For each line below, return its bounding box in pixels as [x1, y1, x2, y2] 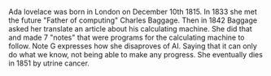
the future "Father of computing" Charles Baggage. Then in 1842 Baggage [8, 15, 258, 25]
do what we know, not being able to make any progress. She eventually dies [8, 50, 263, 59]
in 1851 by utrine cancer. [8, 58, 90, 68]
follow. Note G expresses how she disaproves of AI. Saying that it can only [8, 41, 258, 51]
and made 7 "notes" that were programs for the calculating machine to [8, 32, 246, 42]
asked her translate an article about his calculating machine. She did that [8, 24, 252, 33]
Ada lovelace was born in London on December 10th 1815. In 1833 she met [8, 7, 258, 16]
